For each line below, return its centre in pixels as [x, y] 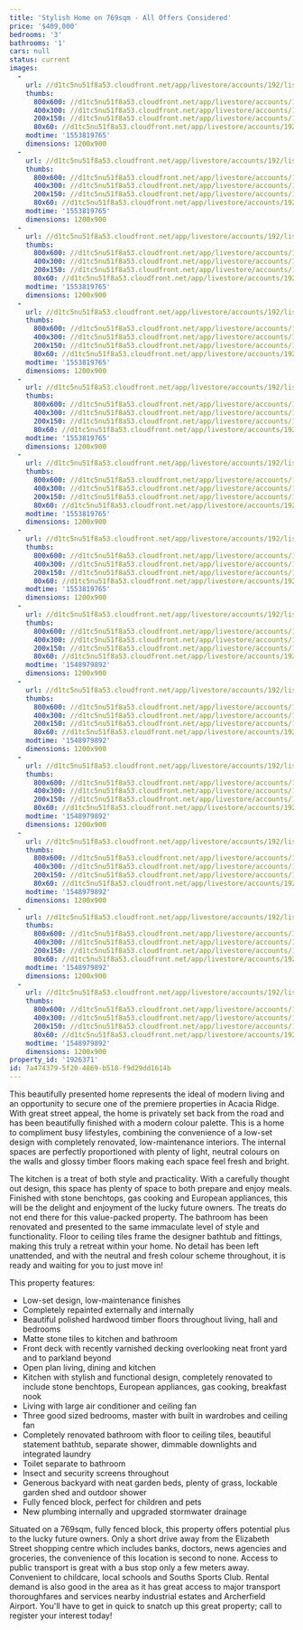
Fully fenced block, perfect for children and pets [112, 1502]
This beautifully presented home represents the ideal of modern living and [147, 1094]
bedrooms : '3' [36, 34]
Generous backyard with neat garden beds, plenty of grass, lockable [150, 1483]
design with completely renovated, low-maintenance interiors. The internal [148, 1142]
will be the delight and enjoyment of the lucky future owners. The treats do [148, 1207]
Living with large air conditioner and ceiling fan [109, 1406]
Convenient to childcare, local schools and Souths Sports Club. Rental [139, 1577]
